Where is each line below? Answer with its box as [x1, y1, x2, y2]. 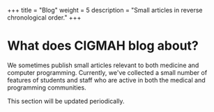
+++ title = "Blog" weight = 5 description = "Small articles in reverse [7, 6, 203, 14]
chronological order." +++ [7, 13, 82, 22]
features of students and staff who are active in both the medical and [7, 76, 206, 84]
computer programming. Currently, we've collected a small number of [7, 68, 208, 76]
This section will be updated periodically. [7, 97, 125, 105]
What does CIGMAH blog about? [7, 38, 199, 54]
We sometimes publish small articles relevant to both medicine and [7, 61, 199, 69]
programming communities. [7, 83, 86, 92]
